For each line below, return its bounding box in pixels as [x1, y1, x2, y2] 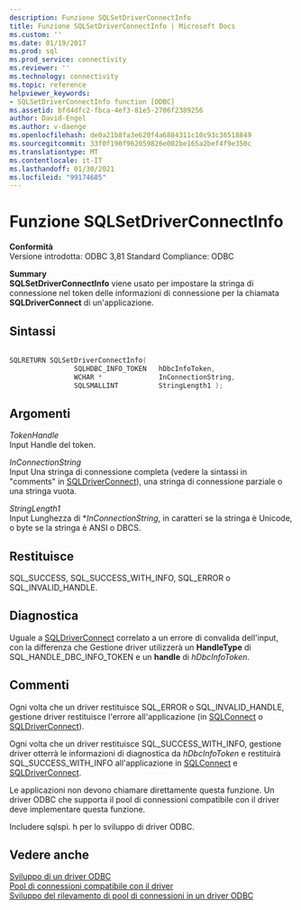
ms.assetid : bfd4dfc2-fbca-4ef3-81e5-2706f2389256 [9, 106, 204, 115]
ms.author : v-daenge [9, 123, 87, 132]
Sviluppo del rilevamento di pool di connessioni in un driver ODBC [9, 890, 254, 901]
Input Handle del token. [9, 440, 96, 450]
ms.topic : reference [9, 80, 87, 89]
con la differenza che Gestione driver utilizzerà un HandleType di [9, 642, 251, 653]
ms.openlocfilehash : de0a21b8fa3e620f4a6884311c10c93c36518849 [9, 131, 252, 140]
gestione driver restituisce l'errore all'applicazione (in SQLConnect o [9, 710, 263, 722]
